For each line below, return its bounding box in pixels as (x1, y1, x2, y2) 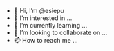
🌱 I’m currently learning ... (13, 21, 88, 29)
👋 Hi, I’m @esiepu (13, 7, 64, 14)
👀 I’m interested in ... (13, 14, 73, 22)
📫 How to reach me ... (13, 37, 78, 44)
